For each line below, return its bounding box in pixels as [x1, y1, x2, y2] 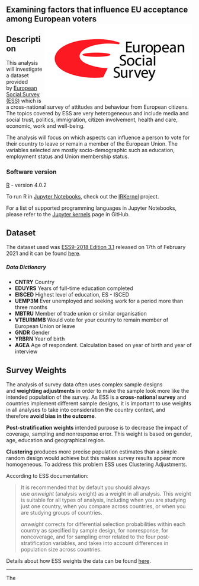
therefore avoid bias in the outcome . [6, 412, 97, 420]
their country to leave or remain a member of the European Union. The [6, 140, 178, 147]
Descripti [6, 34, 41, 44]
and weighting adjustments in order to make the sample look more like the [6, 387, 190, 395]
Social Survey [6, 91, 40, 98]
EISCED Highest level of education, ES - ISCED [14, 291, 129, 298]
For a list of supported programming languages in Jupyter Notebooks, [6, 204, 176, 212]
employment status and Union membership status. [6, 153, 129, 160]
